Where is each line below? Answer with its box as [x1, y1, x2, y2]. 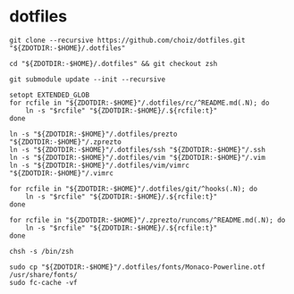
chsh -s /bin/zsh [9, 247, 74, 256]
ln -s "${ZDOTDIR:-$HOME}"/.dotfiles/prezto [9, 130, 178, 139]
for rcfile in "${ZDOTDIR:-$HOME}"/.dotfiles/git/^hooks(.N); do [9, 184, 257, 193]
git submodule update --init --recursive [9, 74, 166, 84]
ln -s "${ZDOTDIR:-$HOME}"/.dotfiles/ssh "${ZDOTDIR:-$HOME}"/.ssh [9, 145, 266, 154]
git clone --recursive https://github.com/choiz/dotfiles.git [9, 36, 246, 45]
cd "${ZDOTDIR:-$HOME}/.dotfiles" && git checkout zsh [9, 59, 218, 68]
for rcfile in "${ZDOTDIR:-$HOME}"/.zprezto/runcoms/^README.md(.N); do [9, 215, 286, 224]
